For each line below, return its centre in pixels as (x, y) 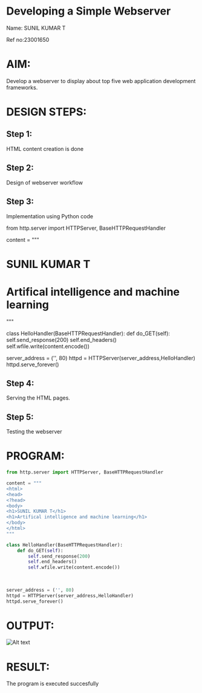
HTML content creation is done (45, 149)
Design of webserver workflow (45, 182)
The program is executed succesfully (53, 684)
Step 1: (19, 134)
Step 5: (20, 417)
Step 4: (20, 383)
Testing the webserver (34, 432)
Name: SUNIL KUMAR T (36, 28)
